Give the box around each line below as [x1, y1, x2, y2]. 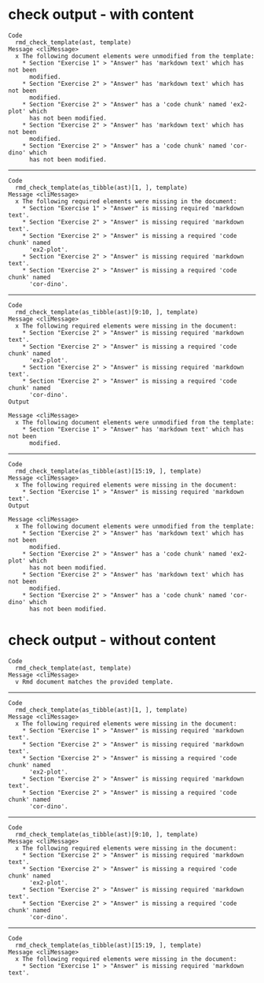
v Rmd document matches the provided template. [15, 677, 174, 686]
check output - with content [8, 6, 194, 24]
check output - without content [8, 632, 216, 649]
